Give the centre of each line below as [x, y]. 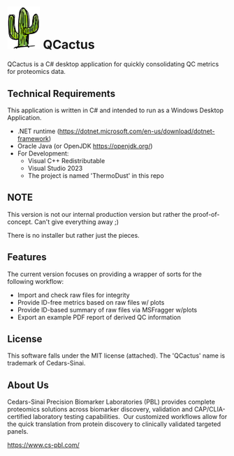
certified [19, 417]
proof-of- [206, 214]
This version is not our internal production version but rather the [100, 214]
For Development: [43, 153]
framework [33, 138]
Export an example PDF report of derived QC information [99, 317]
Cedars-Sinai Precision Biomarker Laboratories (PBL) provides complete [111, 402]
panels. [18, 432]
